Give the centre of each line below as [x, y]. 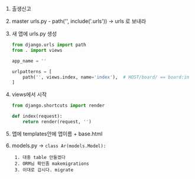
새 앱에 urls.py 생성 [34, 34]
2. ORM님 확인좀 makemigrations [52, 164]
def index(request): [37, 117]
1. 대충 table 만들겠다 [40, 157]
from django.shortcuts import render [58, 106]
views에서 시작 [29, 95]
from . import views [37, 50]
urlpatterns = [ [32, 72]
